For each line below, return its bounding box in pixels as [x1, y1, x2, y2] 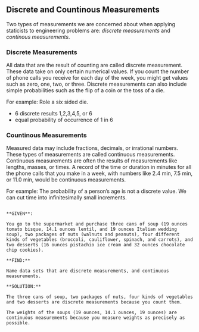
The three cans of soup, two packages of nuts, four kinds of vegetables [6, 294, 194, 300]
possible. [6, 320, 31, 326]
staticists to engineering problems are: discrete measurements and [6, 27, 171, 34]
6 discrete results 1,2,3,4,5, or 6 [14, 110, 92, 117]
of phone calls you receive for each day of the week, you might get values [6, 74, 188, 82]
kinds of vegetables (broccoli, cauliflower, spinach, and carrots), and [6, 237, 194, 243]
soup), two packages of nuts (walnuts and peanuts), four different [6, 231, 180, 237]
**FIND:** [6, 258, 31, 264]
